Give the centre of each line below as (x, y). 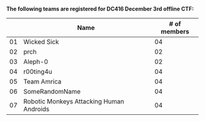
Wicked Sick (41, 42)
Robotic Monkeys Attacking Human (74, 101)
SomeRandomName (52, 91)
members (175, 31)
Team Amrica (42, 82)
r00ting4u (38, 71)
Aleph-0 (36, 62)
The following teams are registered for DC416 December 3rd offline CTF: (100, 9)
